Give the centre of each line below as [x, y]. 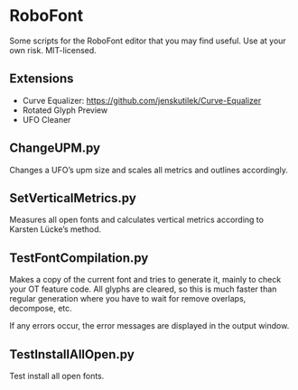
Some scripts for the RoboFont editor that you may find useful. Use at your [148, 41]
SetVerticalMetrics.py [73, 198]
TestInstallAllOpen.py [72, 354]
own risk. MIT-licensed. [53, 50]
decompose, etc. [41, 309]
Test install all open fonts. [57, 376]
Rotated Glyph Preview [65, 110]
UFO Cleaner [47, 119]
